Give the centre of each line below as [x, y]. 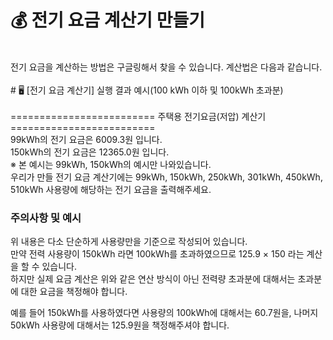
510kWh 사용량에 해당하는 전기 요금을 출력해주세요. [111, 189]
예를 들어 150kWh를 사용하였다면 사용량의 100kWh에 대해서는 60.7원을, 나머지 [164, 313]
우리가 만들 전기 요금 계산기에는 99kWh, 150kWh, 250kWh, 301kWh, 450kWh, [166, 177]
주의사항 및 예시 [46, 218]
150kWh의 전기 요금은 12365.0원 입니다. [90, 152]
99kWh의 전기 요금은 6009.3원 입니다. [86, 139]
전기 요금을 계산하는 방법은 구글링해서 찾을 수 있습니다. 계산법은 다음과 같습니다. [166, 67]
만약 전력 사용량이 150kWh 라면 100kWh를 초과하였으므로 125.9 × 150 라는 [157, 254]
